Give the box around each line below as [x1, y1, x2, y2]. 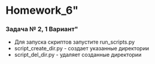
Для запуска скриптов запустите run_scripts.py [14, 38, 135, 45]
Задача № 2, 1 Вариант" [5, 25, 78, 33]
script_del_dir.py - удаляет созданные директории [14, 51, 142, 59]
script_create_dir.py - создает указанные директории [14, 45, 149, 52]
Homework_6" [5, 4, 79, 17]
